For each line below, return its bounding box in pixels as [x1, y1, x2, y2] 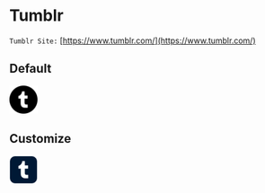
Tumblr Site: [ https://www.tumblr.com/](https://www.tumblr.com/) [9, 35, 256, 46]
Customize [9, 131, 72, 146]
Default [9, 61, 52, 76]
